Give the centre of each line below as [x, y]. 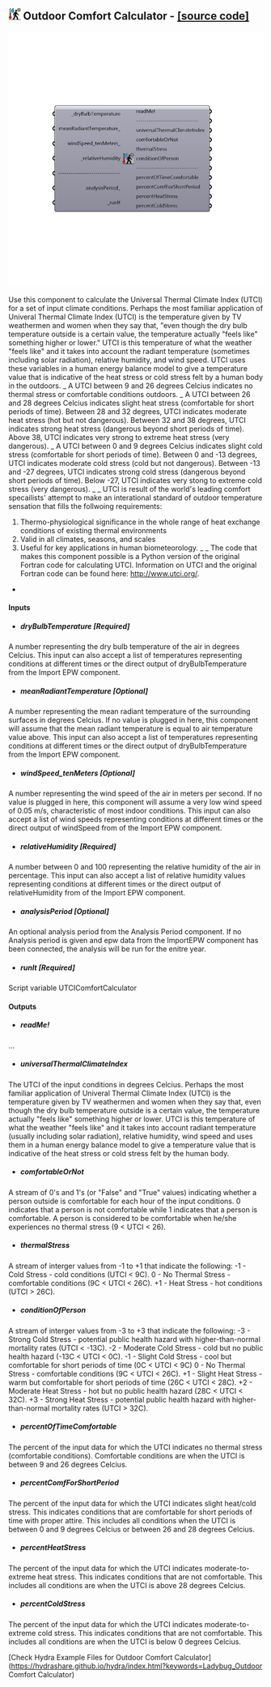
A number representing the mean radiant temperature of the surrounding [129, 711]
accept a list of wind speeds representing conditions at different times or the [136, 819]
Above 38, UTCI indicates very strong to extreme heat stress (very [119, 437]
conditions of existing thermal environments [93, 530]
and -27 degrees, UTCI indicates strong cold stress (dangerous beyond [127, 472]
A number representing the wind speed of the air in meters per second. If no [135, 793]
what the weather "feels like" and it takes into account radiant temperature [132, 1127]
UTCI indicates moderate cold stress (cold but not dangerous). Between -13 [134, 463]
